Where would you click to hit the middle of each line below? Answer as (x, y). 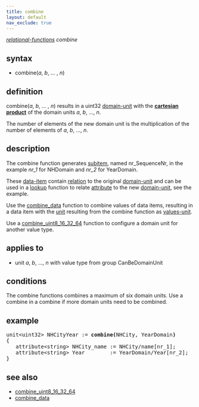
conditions (27, 282)
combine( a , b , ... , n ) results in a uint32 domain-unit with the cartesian (92, 106)
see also (22, 377)
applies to (25, 248)
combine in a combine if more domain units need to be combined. (87, 302)
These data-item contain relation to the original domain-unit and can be (94, 181)
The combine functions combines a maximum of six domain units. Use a (95, 296)
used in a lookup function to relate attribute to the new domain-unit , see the (99, 187)
